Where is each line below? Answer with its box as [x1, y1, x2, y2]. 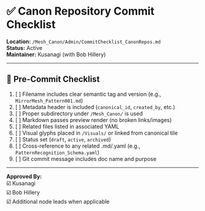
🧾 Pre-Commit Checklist [6, 74, 100, 85]
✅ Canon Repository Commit [6, 4, 155, 18]
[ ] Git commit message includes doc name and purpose [15, 155, 157, 162]
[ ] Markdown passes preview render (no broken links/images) [15, 116, 172, 123]
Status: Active [6, 44, 43, 51]
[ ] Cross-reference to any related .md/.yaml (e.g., [15, 142, 140, 149]
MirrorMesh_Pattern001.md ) [15, 96, 84, 104]
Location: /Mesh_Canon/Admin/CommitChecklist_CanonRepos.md [6, 38, 161, 45]
